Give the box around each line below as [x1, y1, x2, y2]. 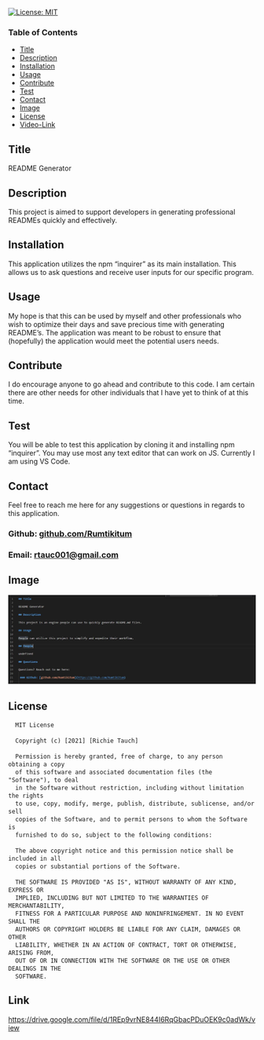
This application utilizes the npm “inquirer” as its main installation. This [8, 259, 237, 269]
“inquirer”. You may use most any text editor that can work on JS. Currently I [8, 449, 255, 458]
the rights [8, 792, 44, 800]
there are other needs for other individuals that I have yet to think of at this [8, 388, 249, 397]
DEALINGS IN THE [8, 965, 61, 973]
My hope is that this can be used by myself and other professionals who [8, 311, 242, 320]
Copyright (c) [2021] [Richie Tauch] [15, 737, 139, 745]
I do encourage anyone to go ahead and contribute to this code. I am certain [8, 379, 255, 389]
